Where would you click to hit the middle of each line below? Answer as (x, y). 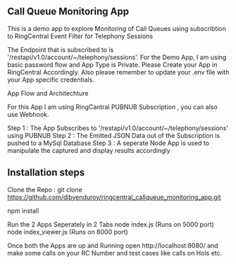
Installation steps (46, 173)
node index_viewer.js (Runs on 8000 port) (68, 232)
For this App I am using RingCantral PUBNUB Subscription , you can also (113, 107)
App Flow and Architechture (48, 93)
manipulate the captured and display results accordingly (89, 150)
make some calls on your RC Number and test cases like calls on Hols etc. (115, 253)
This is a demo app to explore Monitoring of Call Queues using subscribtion (117, 28)
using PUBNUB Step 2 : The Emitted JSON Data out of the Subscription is (114, 135)
